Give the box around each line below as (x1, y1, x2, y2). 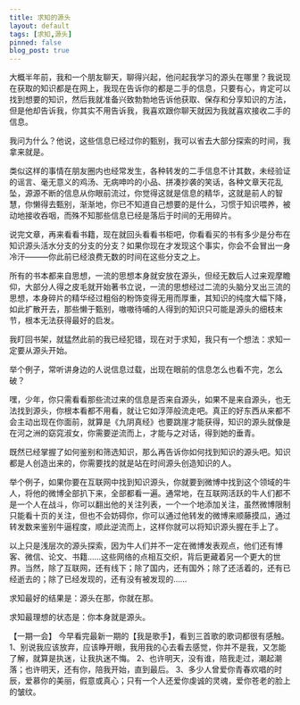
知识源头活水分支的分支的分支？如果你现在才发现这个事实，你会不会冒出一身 (9, 240, 291, 251)
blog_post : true (9, 46, 70, 55)
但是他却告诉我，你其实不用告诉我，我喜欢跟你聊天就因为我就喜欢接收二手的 (9, 105, 291, 116)
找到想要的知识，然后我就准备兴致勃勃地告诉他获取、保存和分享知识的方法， (9, 95, 291, 105)
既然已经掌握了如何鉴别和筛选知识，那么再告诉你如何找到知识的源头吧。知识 (9, 447, 291, 458)
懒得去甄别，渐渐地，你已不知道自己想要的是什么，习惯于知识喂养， (32, 199, 283, 210)
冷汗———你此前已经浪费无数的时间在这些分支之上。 (9, 252, 205, 262)
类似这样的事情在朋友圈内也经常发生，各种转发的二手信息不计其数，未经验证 (9, 166, 291, 177)
